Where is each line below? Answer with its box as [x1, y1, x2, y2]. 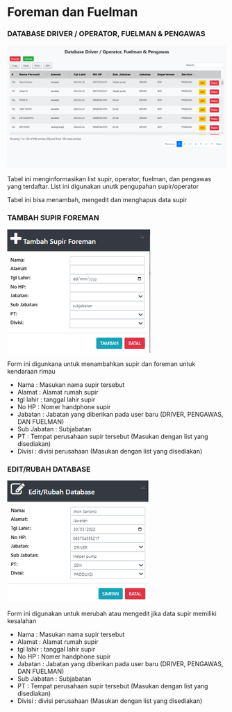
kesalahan [7, 617, 37, 625]
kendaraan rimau [7, 367, 56, 375]
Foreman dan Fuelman [7, 4, 138, 20]
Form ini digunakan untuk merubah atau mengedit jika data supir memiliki [7, 609, 217, 618]
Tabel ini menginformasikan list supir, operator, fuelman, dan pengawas [7, 175, 212, 183]
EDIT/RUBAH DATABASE [7, 464, 91, 474]
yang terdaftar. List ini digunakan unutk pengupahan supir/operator [7, 182, 199, 191]
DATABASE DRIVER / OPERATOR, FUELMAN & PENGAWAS [7, 29, 206, 39]
